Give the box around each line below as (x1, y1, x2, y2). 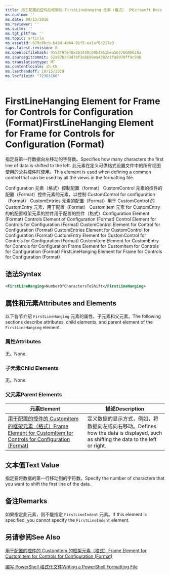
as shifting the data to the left (87, 436, 157, 443)
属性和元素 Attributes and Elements (5, 299, 117, 307)
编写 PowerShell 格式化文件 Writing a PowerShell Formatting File (5, 563, 138, 569)
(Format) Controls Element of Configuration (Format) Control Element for (5, 216, 157, 222)
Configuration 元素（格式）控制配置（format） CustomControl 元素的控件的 (5, 185, 163, 191)
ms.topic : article (5, 36, 44, 41)
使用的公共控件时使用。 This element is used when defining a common (5, 169, 152, 175)
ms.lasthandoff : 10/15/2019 (5, 69, 65, 74)
